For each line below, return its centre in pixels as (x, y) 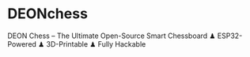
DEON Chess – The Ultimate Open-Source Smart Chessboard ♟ (112, 36)
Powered (22, 44)
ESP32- (230, 36)
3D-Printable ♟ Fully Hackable (96, 44)
